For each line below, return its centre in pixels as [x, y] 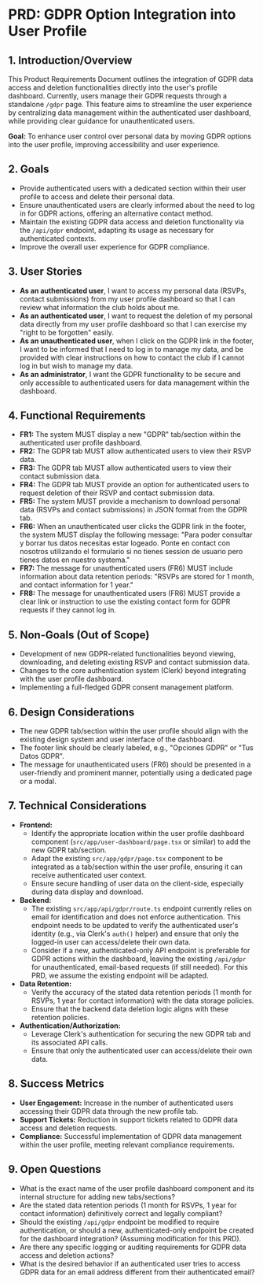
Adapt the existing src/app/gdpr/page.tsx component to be [127, 858]
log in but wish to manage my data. [76, 366]
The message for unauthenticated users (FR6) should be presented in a [135, 764]
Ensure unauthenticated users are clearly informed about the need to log [137, 205]
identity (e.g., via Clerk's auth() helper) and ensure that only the [135, 934]
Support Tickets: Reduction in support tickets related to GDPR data [128, 1119]
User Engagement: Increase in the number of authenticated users [126, 1103]
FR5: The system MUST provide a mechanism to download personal [130, 501]
